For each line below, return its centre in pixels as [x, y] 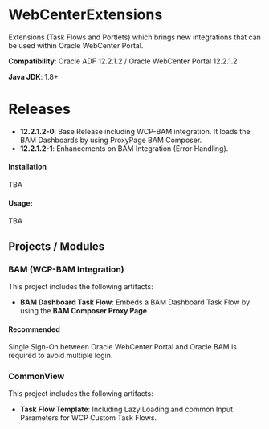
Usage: [21, 203]
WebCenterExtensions [86, 15]
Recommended [34, 329]
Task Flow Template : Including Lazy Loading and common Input [126, 409]
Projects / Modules [57, 246]
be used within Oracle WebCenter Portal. [76, 45]
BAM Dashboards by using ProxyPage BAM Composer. [111, 140]
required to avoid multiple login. [61, 356]
